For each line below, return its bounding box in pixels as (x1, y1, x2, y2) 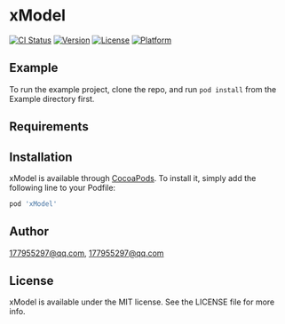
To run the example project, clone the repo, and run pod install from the (9, 83, 277, 94)
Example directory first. (9, 93, 95, 104)
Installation (9, 149, 73, 164)
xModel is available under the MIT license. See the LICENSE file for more (9, 296, 275, 307)
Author (9, 224, 49, 240)
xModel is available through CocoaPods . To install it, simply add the (9, 172, 257, 183)
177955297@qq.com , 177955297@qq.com (9, 248, 164, 258)
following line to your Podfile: (9, 182, 116, 193)
